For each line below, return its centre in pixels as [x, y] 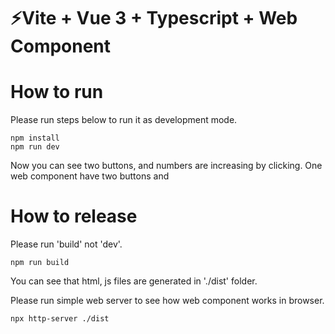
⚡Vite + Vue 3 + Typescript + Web [154, 18]
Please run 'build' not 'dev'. [66, 244]
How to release [74, 216]
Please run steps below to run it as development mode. [124, 120]
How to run [57, 92]
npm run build [40, 263]
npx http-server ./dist [60, 319]
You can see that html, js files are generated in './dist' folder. [134, 281]
